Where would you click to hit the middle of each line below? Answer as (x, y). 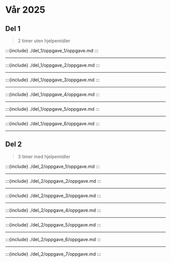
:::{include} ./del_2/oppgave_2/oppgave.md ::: (53, 181)
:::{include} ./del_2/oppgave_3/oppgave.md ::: (53, 195)
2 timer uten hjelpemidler (44, 41)
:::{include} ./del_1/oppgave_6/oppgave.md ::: (53, 124)
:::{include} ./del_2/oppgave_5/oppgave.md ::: (53, 224)
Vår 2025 (25, 10)
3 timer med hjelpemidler (44, 156)
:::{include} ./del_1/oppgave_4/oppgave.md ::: (53, 94)
